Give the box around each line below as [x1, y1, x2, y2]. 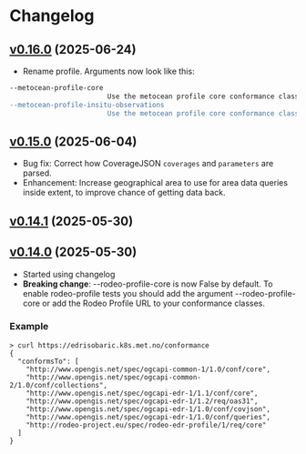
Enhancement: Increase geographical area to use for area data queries [22, 177, 289, 188]
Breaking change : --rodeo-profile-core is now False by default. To [22, 278, 273, 289]
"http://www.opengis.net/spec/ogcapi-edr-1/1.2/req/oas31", [25, 397, 259, 406]
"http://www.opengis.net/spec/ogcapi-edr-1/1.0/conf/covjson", [25, 404, 271, 414]
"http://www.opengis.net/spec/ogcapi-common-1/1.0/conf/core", [25, 365, 271, 374]
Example [9, 320, 49, 333]
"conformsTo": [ [17, 357, 79, 366]
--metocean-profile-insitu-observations [9, 100, 166, 109]
